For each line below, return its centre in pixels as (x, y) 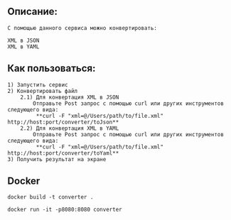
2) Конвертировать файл (43, 91)
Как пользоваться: (52, 68)
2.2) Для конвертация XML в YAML (70, 128)
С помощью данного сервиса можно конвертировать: (82, 28)
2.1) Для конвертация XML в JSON (70, 97)
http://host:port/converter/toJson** (63, 122)
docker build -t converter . (50, 197)
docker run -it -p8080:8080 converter (65, 210)
